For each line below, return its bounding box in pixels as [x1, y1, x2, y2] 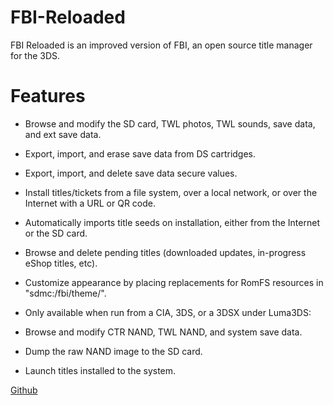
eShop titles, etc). [24, 257, 98, 269]
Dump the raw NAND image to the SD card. [24, 345, 203, 357]
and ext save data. [24, 128, 102, 140]
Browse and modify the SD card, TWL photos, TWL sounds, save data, [24, 117, 316, 130]
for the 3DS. [10, 49, 61, 61]
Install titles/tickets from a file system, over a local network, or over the [24, 186, 318, 198]
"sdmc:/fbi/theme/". [24, 287, 107, 299]
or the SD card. [24, 227, 88, 239]
